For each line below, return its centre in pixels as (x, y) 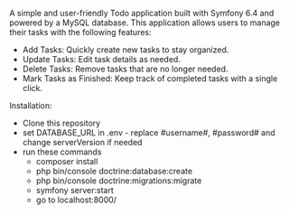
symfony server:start (75, 190)
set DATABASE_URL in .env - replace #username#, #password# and (149, 133)
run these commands (62, 152)
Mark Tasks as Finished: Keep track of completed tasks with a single (150, 79)
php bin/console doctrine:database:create (114, 171)
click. (33, 88)
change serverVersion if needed (82, 142)
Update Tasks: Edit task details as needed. (101, 59)
